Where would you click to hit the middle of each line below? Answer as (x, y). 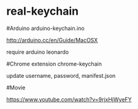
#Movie (16, 88)
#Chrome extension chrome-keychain (54, 64)
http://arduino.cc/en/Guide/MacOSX (52, 40)
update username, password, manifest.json (61, 75)
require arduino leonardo (38, 52)
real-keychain (42, 11)
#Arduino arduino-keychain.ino (45, 28)
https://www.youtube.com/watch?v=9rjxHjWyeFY (69, 99)
